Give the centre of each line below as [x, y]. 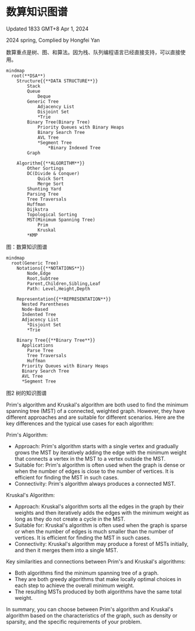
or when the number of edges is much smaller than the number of [94, 531]
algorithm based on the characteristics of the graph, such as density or [92, 615]
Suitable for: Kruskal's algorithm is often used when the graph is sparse [101, 525]
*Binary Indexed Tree [74, 147]
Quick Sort [51, 179]
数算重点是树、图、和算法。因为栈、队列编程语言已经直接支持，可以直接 [93, 52]
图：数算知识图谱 [27, 247]
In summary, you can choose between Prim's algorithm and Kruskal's [90, 609]
